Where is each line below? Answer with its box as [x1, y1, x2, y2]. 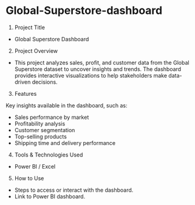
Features [14, 90, 37, 97]
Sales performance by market [14, 113, 89, 121]
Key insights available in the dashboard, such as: [5, 101, 128, 109]
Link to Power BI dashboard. [14, 192, 86, 200]
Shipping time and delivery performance [14, 139, 116, 146]
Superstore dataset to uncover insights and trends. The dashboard [14, 65, 182, 73]
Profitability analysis [14, 119, 66, 127]
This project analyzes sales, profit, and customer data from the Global [14, 59, 190, 66]
